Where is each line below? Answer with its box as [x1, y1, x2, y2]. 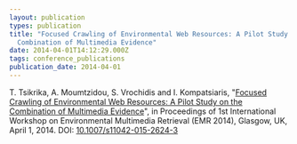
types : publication [9, 21, 82, 30]
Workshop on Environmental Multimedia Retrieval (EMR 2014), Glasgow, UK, [9, 115, 288, 125]
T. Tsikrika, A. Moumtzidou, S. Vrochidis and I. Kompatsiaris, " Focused [9, 86, 268, 98]
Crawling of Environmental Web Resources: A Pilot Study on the [9, 96, 243, 107]
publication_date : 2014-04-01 [9, 63, 122, 72]
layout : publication [9, 12, 86, 22]
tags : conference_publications [9, 54, 125, 63]
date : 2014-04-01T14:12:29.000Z [9, 46, 129, 55]
